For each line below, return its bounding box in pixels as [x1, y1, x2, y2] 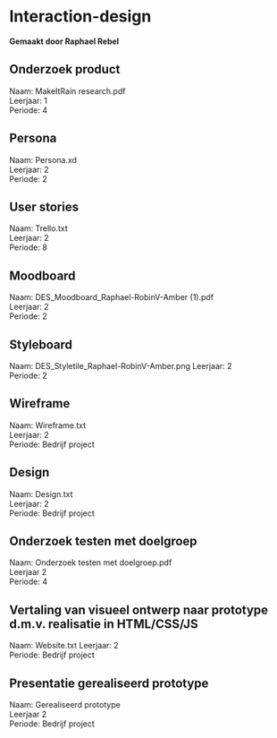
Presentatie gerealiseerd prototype [9, 675, 209, 691]
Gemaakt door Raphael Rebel [9, 36, 120, 47]
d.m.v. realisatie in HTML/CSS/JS [9, 616, 198, 631]
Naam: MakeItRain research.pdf [9, 85, 126, 96]
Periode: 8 [9, 242, 47, 253]
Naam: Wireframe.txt [9, 419, 87, 431]
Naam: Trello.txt [9, 223, 69, 234]
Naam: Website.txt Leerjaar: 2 [9, 640, 119, 651]
